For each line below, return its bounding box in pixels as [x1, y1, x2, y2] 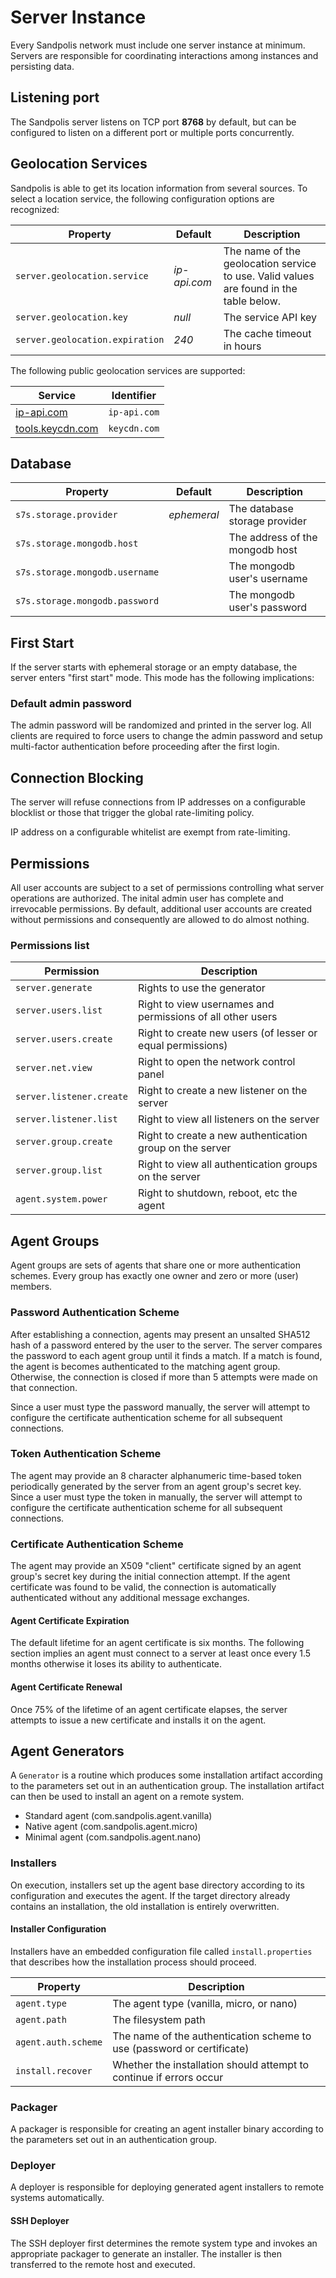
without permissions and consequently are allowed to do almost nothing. [10, 914, 310, 926]
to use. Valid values [223, 269, 315, 283]
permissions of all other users [138, 1010, 278, 1024]
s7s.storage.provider [15, 509, 118, 521]
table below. [223, 294, 282, 308]
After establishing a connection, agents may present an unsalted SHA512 [10, 1328, 311, 1340]
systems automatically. [10, 2192, 105, 2204]
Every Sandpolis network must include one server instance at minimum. [10, 39, 306, 51]
